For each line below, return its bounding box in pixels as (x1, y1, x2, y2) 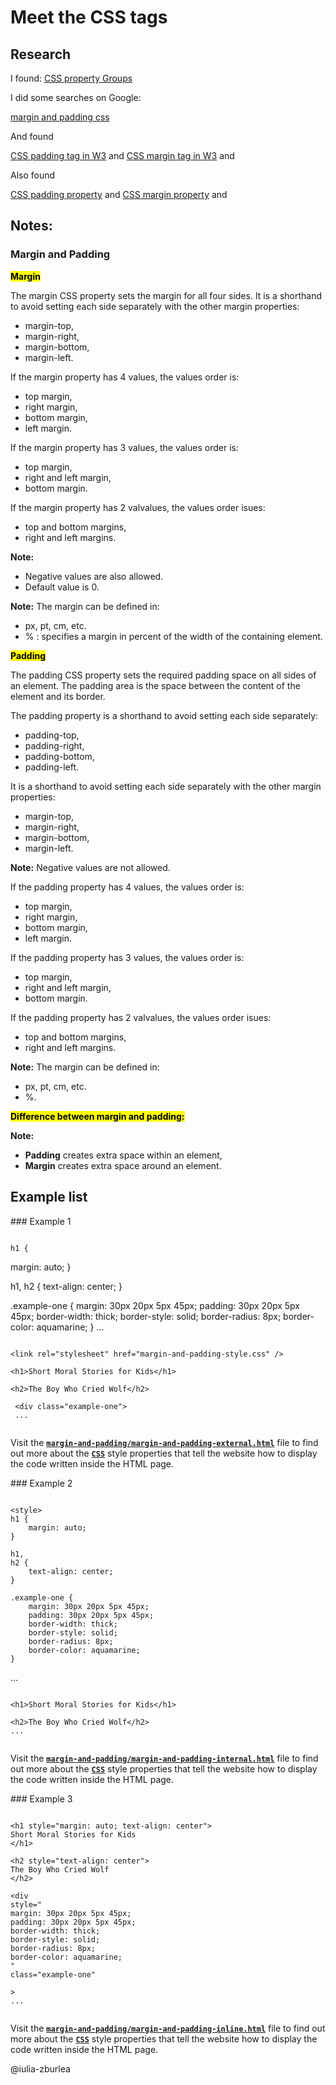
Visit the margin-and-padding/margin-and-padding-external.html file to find (10, 1436, 319, 1448)
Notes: (10, 217, 53, 235)
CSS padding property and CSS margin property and (10, 189, 228, 200)
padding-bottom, (24, 750, 95, 762)
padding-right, (24, 739, 85, 751)
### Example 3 (10, 1792, 73, 1805)
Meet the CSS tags (10, 6, 168, 29)
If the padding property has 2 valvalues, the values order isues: (10, 1011, 272, 1023)
